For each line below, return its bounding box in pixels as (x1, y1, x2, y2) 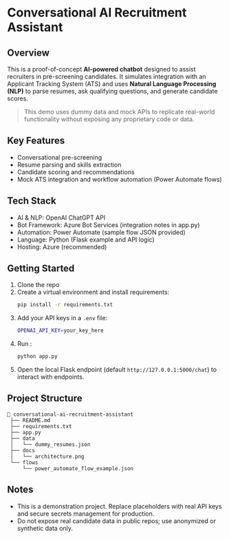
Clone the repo (17, 281, 60, 289)
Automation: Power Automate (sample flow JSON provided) (17, 228, 186, 236)
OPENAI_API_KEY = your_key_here (17, 327, 105, 335)
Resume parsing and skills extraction (17, 160, 122, 169)
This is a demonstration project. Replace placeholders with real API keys (17, 502, 222, 510)
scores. (7, 94, 29, 103)
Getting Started (7, 263, 75, 275)
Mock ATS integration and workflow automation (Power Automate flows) (17, 175, 222, 183)
